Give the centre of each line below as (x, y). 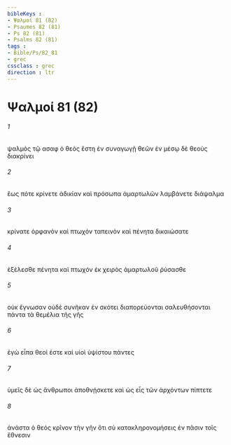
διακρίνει (21, 156)
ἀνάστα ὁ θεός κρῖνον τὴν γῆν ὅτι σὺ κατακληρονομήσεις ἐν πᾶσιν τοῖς (112, 427)
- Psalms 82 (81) (33, 40)
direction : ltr (31, 72)
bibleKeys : (24, 14)
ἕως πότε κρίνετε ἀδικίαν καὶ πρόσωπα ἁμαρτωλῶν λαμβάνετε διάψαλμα (116, 194)
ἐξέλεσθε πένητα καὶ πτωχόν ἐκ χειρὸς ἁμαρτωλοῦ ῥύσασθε (97, 269)
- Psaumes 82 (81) (34, 27)
